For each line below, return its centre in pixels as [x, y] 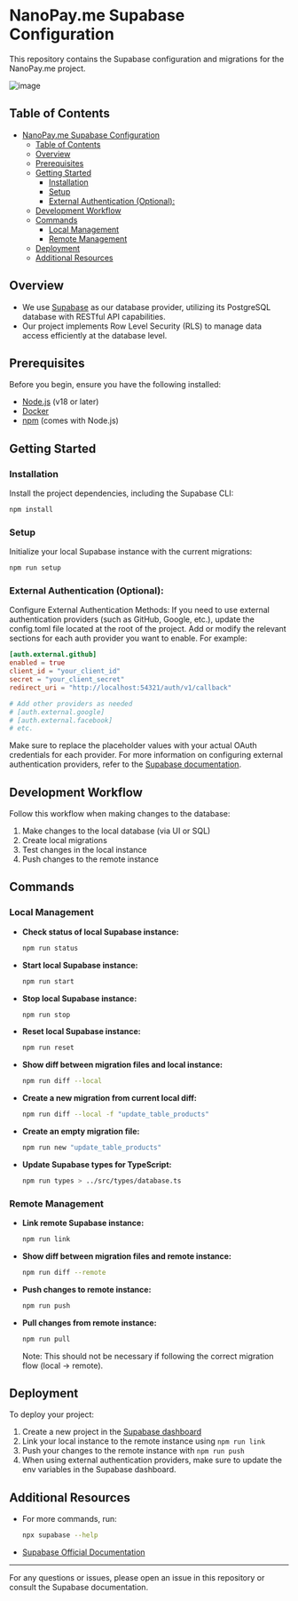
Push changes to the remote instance [90, 859]
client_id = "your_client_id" [65, 672]
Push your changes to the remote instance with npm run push [133, 1451]
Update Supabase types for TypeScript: [97, 1164]
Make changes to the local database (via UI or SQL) [116, 831]
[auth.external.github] [53, 655]
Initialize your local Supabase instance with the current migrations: [131, 552]
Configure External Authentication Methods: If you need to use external [140, 610]
